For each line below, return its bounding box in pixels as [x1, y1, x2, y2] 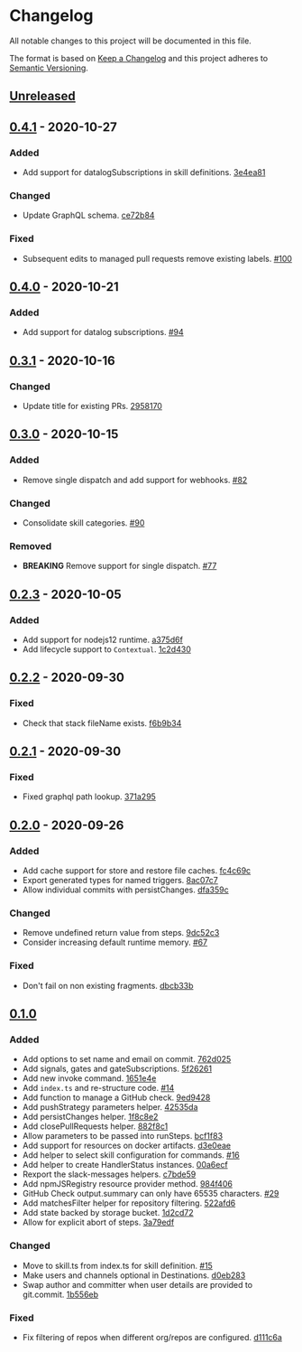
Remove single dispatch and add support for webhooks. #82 [22, 474, 248, 485]
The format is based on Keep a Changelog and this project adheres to [9, 52, 269, 63]
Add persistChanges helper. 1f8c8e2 [22, 1112, 159, 1123]
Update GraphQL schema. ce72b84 [22, 210, 155, 221]
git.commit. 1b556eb [22, 1289, 99, 1300]
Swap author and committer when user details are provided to [22, 1279, 253, 1290]
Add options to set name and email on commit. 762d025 [22, 1054, 232, 1065]
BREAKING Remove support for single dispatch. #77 [22, 561, 217, 572]
